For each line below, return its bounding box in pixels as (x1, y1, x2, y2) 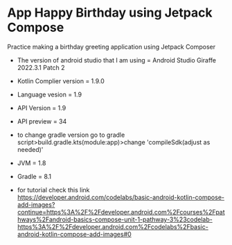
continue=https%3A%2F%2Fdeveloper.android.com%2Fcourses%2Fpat (17, 208, 225, 216)
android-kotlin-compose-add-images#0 (17, 230, 132, 238)
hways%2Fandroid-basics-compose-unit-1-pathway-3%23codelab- (17, 215, 213, 223)
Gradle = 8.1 (17, 172, 52, 180)
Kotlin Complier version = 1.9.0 (17, 76, 105, 85)
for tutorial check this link (17, 185, 90, 194)
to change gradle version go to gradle (17, 130, 125, 139)
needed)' (17, 145, 44, 153)
